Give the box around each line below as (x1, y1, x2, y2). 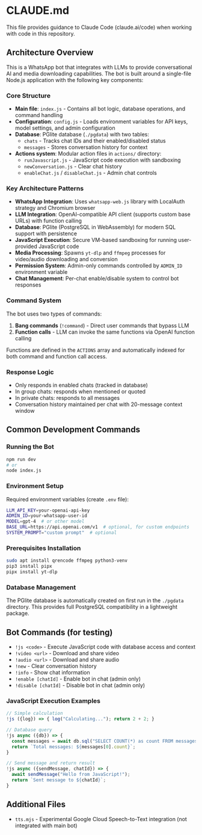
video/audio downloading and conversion (14, 256, 118, 263)
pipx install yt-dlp (6, 568, 58, 575)
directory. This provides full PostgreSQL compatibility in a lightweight (6, 603, 178, 611)
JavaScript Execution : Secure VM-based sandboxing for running (14, 237, 177, 244)
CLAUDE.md (6, 4, 70, 17)
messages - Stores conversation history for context (23, 144, 148, 151)
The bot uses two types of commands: (6, 310, 102, 317)
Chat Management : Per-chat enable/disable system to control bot (14, 275, 179, 282)
